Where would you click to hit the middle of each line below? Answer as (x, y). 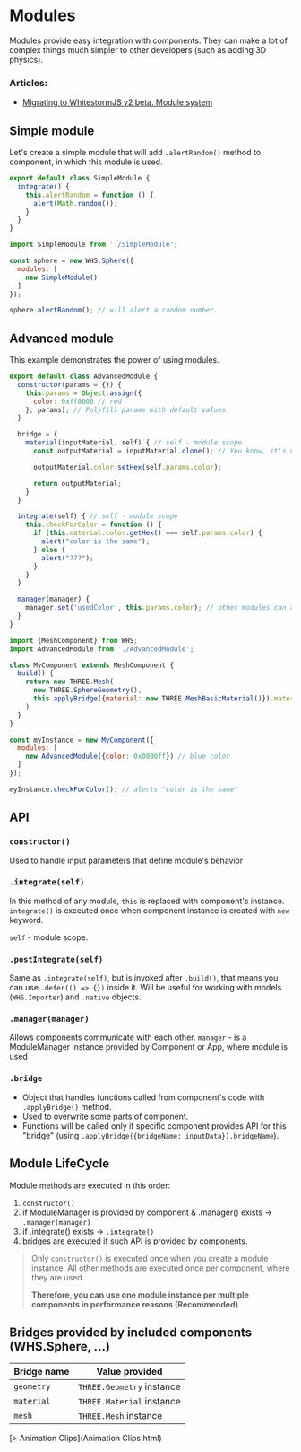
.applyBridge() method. (67, 1106)
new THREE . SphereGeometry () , (87, 691)
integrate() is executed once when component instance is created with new (149, 910)
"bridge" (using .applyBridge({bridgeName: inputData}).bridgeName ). (150, 1135)
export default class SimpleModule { (80, 179)
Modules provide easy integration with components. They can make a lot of (149, 40)
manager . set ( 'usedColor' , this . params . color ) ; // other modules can (156, 608)
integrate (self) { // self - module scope (98, 516)
